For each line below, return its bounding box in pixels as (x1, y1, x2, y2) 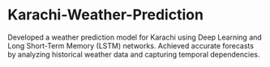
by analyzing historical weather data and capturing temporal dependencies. (7, 49, 260, 59)
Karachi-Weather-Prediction (7, 6, 204, 24)
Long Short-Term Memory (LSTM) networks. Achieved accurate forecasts (7, 40, 255, 50)
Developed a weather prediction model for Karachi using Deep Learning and (7, 32, 263, 42)
